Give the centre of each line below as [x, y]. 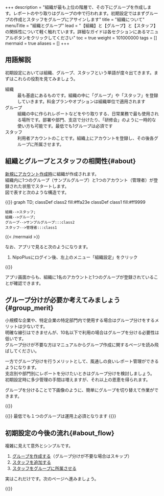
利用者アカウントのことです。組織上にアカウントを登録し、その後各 [86, 138]
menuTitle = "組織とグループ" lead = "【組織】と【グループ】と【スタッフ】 [82, 25]
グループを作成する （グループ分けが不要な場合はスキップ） [72, 456]
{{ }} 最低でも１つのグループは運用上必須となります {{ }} [61, 416]
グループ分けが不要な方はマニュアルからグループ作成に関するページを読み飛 [82, 345]
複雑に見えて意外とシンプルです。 [39, 446]
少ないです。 [35, 327]
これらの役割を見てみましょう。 [46, 79]
